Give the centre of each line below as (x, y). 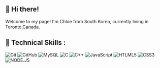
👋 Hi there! (22, 9)
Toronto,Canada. (23, 27)
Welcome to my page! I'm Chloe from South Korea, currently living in (77, 21)
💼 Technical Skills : (36, 43)
